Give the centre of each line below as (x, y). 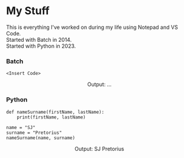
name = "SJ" (21, 127)
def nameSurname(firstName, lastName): (55, 112)
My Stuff (28, 11)
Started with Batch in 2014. (39, 39)
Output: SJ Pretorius (99, 149)
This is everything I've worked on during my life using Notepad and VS (92, 27)
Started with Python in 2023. (41, 46)
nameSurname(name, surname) (41, 138)
